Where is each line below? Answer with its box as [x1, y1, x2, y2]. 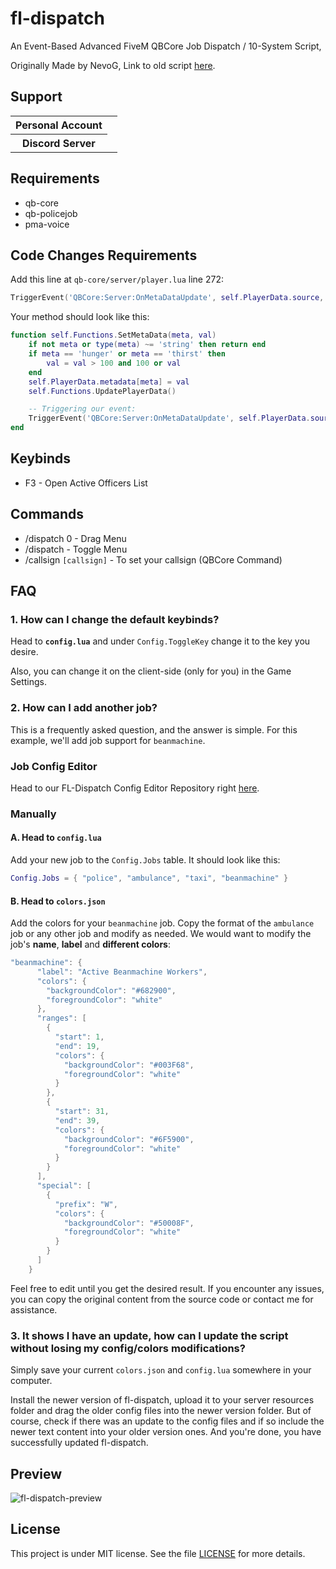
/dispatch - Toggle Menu [24, 543, 128, 555]
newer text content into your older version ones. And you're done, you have [10, 1426, 322, 1438]
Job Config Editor [10, 759, 98, 773]
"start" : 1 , [54, 1032, 105, 1042]
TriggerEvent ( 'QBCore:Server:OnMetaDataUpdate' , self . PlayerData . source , [10, 293, 325, 303]
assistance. [10, 1303, 58, 1316]
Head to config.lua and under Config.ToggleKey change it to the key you [10, 635, 311, 647]
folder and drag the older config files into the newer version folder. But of [10, 1405, 312, 1417]
